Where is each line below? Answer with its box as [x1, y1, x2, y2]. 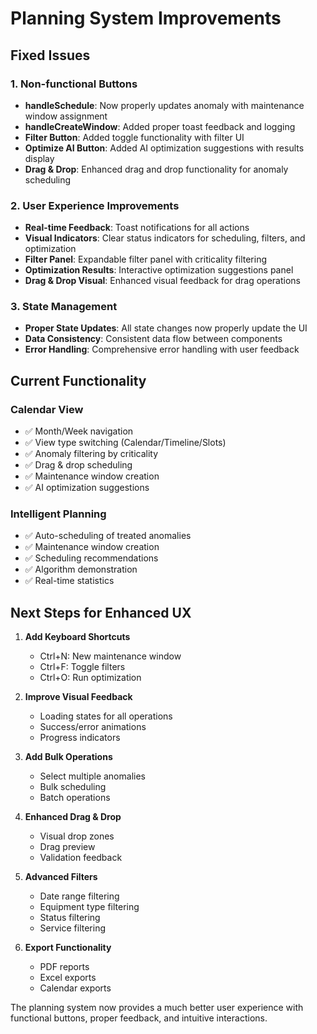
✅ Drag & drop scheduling [24, 459, 133, 471]
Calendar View [10, 402, 84, 416]
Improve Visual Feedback [24, 691, 133, 703]
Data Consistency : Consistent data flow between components [24, 333, 283, 345]
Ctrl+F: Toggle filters [39, 661, 126, 673]
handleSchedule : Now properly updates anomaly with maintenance [24, 99, 305, 111]
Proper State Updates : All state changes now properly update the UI [24, 322, 308, 334]
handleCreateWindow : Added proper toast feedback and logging [24, 120, 296, 132]
